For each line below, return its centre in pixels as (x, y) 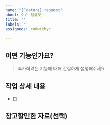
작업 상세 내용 (25, 86)
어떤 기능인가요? (30, 55)
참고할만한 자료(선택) (36, 116)
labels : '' (17, 24)
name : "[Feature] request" (34, 10)
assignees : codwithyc (28, 29)
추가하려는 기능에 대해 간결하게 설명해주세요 (61, 68)
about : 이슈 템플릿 (23, 15)
